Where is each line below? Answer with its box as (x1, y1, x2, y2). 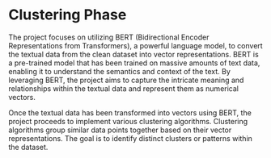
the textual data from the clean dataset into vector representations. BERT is (8, 49, 259, 59)
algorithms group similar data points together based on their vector (8, 125, 232, 135)
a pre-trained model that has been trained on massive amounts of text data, (8, 58, 260, 68)
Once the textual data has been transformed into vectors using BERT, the (8, 107, 252, 118)
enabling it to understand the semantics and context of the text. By (8, 66, 231, 76)
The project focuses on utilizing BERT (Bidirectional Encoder (8, 32, 210, 42)
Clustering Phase (8, 6, 127, 24)
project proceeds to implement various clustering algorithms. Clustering (8, 116, 248, 126)
